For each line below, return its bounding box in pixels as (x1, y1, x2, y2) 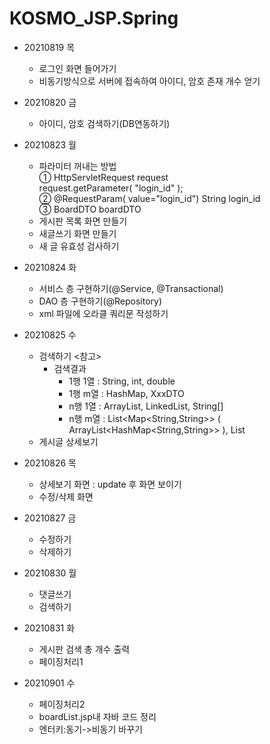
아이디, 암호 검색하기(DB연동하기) (38, 117, 171, 129)
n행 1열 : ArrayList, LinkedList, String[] (68, 400, 224, 412)
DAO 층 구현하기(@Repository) (38, 295, 163, 307)
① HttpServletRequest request (38, 171, 169, 183)
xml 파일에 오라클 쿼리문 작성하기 (38, 307, 169, 319)
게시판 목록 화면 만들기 (38, 215, 128, 227)
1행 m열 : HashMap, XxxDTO (68, 387, 185, 399)
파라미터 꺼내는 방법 (38, 160, 117, 172)
